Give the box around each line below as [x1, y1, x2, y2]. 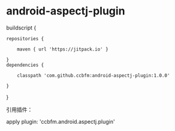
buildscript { [6, 24, 37, 31]
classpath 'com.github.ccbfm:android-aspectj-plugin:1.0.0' [17, 72, 170, 79]
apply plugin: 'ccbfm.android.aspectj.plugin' [6, 118, 115, 125]
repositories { [6, 35, 44, 41]
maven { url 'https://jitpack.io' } [17, 46, 109, 52]
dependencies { [6, 62, 44, 68]
